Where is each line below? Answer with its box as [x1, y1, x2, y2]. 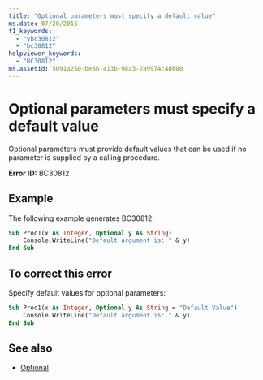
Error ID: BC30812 [8, 168, 70, 178]
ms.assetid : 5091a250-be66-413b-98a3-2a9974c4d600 [8, 65, 183, 73]
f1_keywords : [8, 27, 53, 35]
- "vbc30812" [15, 34, 60, 43]
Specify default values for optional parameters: [8, 287, 166, 297]
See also [8, 341, 53, 355]
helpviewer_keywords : [8, 50, 82, 58]
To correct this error [8, 266, 112, 280]
